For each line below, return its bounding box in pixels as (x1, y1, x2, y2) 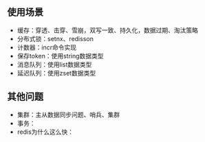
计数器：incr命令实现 (17, 43, 77, 51)
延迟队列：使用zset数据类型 (17, 69, 96, 77)
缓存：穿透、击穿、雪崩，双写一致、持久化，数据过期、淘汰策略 (17, 26, 198, 34)
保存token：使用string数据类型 (17, 51, 105, 60)
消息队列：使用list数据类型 (17, 60, 92, 69)
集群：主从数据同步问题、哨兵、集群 (17, 110, 120, 119)
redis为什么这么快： (17, 128, 74, 136)
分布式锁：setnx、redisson (17, 34, 94, 43)
